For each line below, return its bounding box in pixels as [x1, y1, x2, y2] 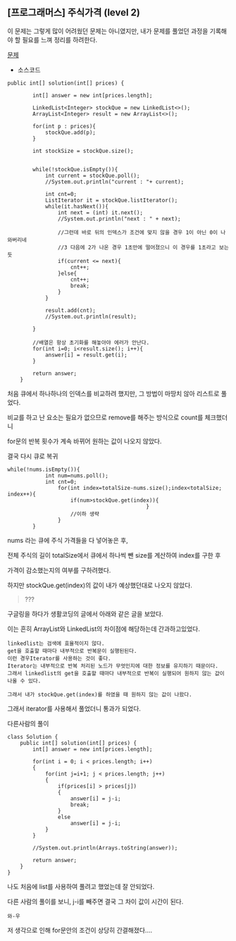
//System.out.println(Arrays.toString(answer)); [32, 844, 178, 851]
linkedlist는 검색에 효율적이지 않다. [7, 640, 105, 647]
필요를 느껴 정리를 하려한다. [22, 35, 98, 44]
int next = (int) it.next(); [57, 209, 143, 216]
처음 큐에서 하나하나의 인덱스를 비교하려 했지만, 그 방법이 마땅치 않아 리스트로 [7, 389, 220, 398]
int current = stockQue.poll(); [44, 172, 140, 179]
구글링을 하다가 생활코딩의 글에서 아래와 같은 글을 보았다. [7, 609, 163, 618]
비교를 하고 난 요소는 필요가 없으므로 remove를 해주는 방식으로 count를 [7, 413, 204, 422]
